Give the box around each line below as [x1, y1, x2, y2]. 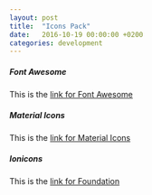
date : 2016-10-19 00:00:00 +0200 [9, 30, 144, 39]
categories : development [9, 38, 103, 48]
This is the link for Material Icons [9, 133, 131, 144]
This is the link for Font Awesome [9, 89, 133, 100]
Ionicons [9, 153, 43, 163]
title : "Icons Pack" [9, 22, 91, 31]
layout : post [9, 13, 59, 23]
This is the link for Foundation [9, 176, 120, 187]
